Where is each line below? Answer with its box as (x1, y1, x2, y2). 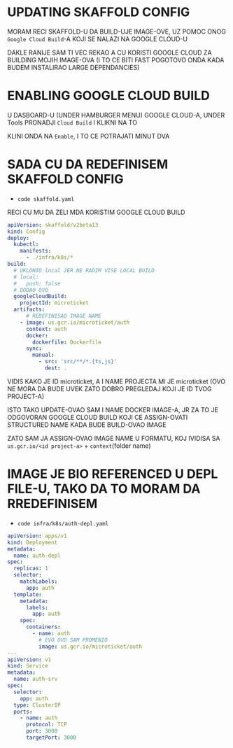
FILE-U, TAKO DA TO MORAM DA (7, 481, 201, 497)
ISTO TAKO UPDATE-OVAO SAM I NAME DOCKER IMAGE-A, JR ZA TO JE (7, 405, 219, 414)
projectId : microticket (20, 299, 90, 306)
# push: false (13, 280, 61, 287)
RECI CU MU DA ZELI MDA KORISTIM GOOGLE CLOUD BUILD (7, 208, 185, 216)
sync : (25, 345, 42, 352)
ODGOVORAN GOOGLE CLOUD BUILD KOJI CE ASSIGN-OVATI (7, 413, 188, 421)
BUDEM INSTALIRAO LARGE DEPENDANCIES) (7, 63, 140, 71)
